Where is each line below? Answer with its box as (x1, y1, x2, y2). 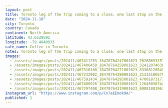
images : (5, 53, 21, 59)
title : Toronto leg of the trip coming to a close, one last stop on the (5, 12, 162, 17)
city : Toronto (5, 21, 35, 26)
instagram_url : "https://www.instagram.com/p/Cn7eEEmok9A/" (5, 91, 133, 96)
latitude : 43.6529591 (5, 35, 50, 40)
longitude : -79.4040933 (5, 40, 55, 45)
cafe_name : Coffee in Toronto (5, 44, 68, 49)
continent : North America (5, 30, 59, 35)
